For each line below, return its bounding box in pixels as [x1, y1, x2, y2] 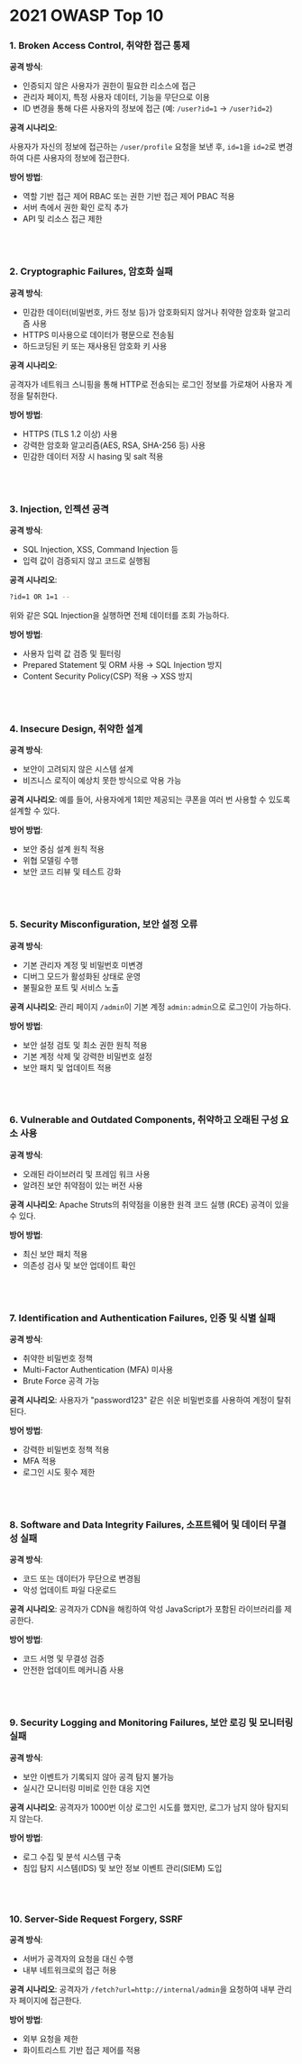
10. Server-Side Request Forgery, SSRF [9, 1913, 183, 1925]
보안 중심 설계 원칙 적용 [22, 844, 105, 854]
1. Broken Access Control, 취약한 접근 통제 [9, 40, 190, 52]
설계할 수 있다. [9, 806, 60, 817]
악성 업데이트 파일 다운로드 [22, 1585, 117, 1595]
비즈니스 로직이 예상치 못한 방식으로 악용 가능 [22, 775, 182, 786]
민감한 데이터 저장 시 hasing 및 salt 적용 [22, 451, 164, 461]
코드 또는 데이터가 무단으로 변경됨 [22, 1574, 142, 1585]
